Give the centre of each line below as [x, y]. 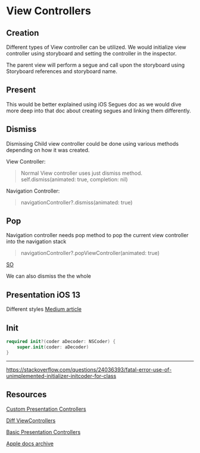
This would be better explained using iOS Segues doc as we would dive [94, 104]
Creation [23, 33]
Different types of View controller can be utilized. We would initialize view [96, 47]
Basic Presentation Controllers [43, 432]
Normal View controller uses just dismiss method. [82, 173]
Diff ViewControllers [31, 420]
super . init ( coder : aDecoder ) [53, 347]
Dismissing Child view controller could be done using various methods [93, 143]
